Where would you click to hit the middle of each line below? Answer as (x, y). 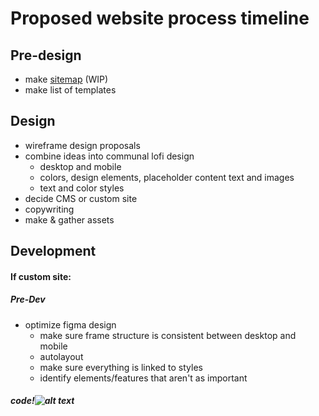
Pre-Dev (28, 299)
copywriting (49, 209)
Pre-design (46, 55)
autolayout (61, 356)
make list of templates (70, 90)
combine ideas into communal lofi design (109, 156)
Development (53, 251)
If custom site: (41, 276)
